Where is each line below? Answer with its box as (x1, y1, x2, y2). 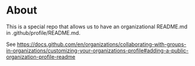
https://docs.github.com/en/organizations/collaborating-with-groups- (17, 41, 187, 48)
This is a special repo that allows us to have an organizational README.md (6, 23, 188, 30)
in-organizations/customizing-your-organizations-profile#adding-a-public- (6, 47, 189, 54)
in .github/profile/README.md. (6, 29, 81, 36)
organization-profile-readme (6, 53, 76, 60)
